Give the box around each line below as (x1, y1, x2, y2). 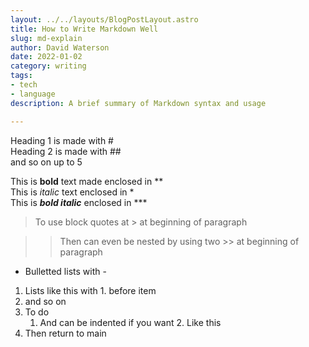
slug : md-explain (10, 33, 83, 43)
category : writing (10, 61, 87, 71)
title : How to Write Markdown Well (10, 24, 159, 34)
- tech (10, 80, 38, 90)
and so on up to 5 (10, 156, 83, 168)
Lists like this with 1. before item (24, 284, 157, 296)
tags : (10, 71, 33, 81)
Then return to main (24, 327, 107, 339)
